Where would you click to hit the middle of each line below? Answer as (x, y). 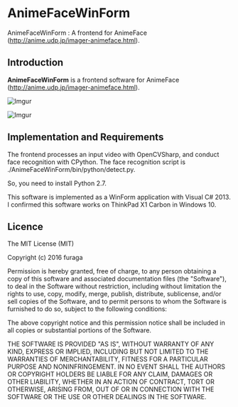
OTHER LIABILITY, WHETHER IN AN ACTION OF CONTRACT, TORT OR (111, 382)
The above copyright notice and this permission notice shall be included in (116, 323)
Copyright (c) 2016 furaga (45, 258)
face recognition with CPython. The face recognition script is (97, 162)
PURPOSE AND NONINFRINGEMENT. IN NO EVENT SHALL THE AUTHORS (117, 367)
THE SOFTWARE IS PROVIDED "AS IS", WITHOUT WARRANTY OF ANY (111, 344)
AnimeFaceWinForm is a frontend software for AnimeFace (93, 80)
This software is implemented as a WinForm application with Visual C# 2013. (119, 197)
